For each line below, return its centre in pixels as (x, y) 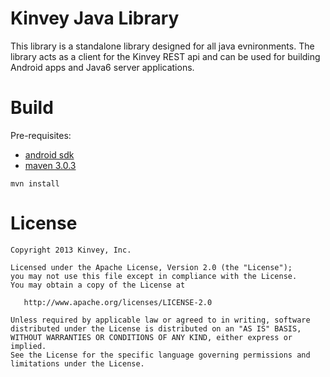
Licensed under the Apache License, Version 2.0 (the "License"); (151, 267)
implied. (28, 346)
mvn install (35, 183)
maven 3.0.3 (50, 165)
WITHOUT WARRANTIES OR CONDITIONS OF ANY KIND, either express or (151, 337)
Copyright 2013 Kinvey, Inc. (71, 250)
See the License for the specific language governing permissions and (160, 355)
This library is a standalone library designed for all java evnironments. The (162, 46)
